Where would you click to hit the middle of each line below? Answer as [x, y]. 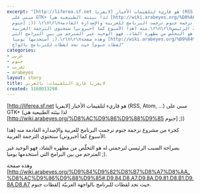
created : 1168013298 [32, 89]
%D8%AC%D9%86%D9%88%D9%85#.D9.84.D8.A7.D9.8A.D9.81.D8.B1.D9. [100, 178]
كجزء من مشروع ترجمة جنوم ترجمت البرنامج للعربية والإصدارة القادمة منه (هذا [93, 130]
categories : [21, 50]
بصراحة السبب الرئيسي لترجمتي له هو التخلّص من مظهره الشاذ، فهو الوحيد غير [93, 147]
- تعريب [16, 67]
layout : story [24, 78]
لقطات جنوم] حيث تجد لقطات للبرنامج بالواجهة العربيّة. [91, 184]
